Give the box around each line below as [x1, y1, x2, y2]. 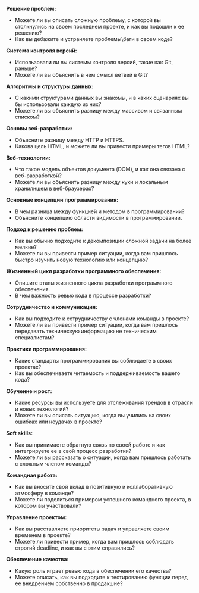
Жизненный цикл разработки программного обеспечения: [6, 268, 162, 274]
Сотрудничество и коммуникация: [6, 304, 98, 310]
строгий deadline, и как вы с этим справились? [14, 544, 135, 551]
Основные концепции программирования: [6, 196, 119, 203]
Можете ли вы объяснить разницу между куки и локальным [14, 179, 168, 185]
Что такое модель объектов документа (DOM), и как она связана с [14, 166, 185, 173]
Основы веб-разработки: [6, 125, 72, 132]
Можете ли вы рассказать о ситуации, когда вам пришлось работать [14, 454, 191, 461]
